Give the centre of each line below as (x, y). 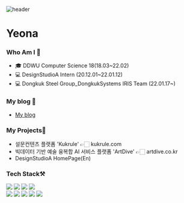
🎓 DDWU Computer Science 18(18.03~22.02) (72, 65)
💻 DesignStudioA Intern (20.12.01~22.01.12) (69, 74)
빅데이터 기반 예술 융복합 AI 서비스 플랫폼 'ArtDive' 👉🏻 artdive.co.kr (96, 152)
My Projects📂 (26, 130)
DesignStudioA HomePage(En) (53, 159)
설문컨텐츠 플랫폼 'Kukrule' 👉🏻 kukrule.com (68, 144)
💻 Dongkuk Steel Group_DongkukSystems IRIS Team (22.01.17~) (95, 83)
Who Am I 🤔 (23, 52)
